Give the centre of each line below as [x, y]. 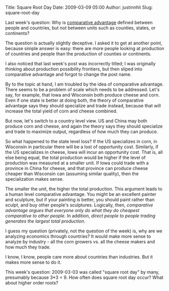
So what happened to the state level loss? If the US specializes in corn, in [81, 141]
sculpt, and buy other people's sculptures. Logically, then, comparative [79, 205]
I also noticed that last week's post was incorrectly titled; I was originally [80, 64]
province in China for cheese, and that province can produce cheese [76, 168]
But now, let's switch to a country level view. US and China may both [76, 121]
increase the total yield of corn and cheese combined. [61, 111]
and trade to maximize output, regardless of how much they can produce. [82, 132]
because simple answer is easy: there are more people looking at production [85, 48]
